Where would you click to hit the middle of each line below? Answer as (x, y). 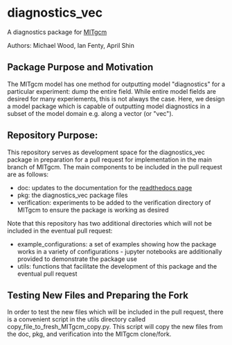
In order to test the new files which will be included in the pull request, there (115, 312)
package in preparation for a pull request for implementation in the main (110, 159)
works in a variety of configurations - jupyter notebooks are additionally (119, 251)
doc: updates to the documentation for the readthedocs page (105, 187)
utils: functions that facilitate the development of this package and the (117, 266)
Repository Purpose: (53, 136)
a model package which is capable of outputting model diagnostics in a (109, 106)
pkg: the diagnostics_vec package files (72, 195)
